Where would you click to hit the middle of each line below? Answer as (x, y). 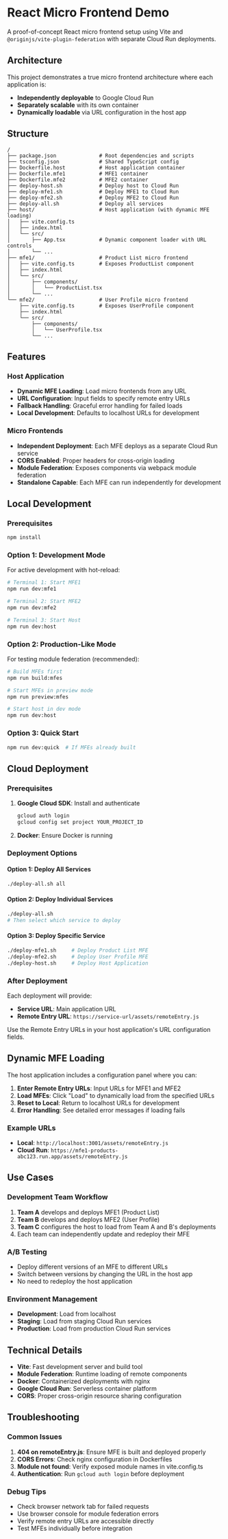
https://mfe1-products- (85, 1151)
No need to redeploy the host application (75, 1281)
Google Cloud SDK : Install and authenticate (78, 803)
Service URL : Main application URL (66, 1009)
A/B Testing (27, 1252)
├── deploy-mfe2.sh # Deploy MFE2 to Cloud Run (93, 198)
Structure (28, 134)
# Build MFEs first (35, 671)
